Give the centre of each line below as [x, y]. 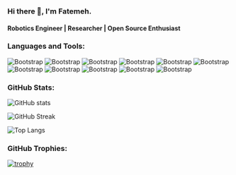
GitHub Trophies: [37, 149]
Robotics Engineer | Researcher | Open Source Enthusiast [94, 28]
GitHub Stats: [31, 87]
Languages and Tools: [46, 47]
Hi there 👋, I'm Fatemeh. [50, 11]
